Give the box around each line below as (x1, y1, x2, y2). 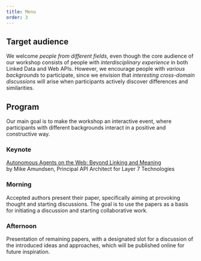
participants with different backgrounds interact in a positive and (6, 124, 166, 131)
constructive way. (6, 130, 50, 138)
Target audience (6, 37, 69, 47)
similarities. (6, 85, 35, 92)
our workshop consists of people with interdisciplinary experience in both (6, 59, 188, 66)
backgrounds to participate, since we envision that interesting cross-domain (6, 71, 195, 79)
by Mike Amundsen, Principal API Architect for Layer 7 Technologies (6, 166, 175, 173)
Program (6, 101, 40, 112)
